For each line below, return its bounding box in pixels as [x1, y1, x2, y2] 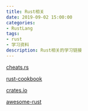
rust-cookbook [6, 75, 43, 82]
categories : [6, 20, 35, 26]
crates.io [6, 87, 28, 94]
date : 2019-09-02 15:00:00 [6, 14, 73, 20]
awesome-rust [6, 98, 42, 105]
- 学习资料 [6, 42, 30, 48]
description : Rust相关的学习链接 [6, 47, 82, 53]
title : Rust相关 [6, 8, 44, 15]
